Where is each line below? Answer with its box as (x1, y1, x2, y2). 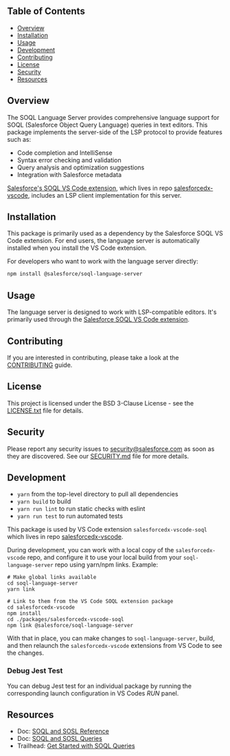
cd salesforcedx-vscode (7, 604, 76, 611)
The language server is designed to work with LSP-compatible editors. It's (7, 308, 217, 316)
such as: (7, 135, 32, 143)
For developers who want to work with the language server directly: (7, 258, 198, 266)
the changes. (7, 649, 45, 657)
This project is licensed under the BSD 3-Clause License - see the (7, 399, 194, 407)
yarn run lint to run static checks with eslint (16, 505, 146, 513)
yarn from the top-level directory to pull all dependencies (16, 490, 179, 498)
